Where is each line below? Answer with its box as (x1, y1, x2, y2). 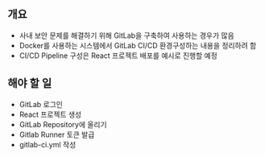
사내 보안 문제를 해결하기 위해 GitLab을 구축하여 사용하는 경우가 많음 (19, 31, 234, 40)
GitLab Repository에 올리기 (19, 119, 107, 129)
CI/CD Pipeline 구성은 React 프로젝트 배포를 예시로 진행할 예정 (19, 51, 218, 60)
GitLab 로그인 (19, 99, 64, 109)
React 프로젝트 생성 (19, 109, 82, 119)
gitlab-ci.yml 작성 (19, 139, 77, 149)
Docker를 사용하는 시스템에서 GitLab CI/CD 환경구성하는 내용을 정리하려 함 (19, 40, 257, 50)
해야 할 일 (7, 76, 52, 90)
